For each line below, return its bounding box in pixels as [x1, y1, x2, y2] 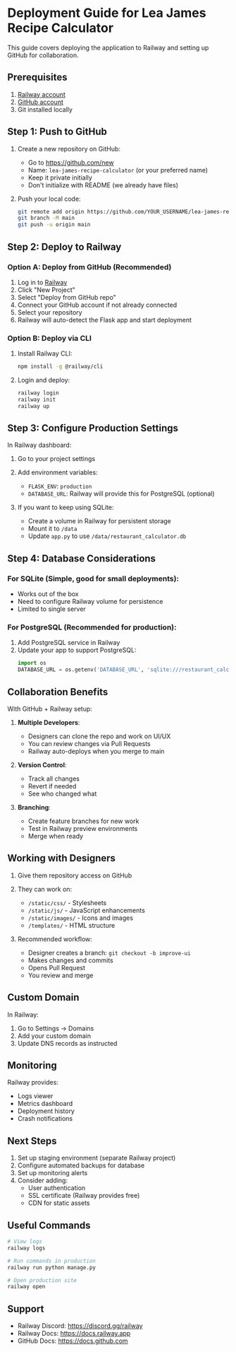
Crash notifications [17, 1114, 73, 1123]
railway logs [7, 1245, 46, 1252]
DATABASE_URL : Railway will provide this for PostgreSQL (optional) [27, 489, 215, 498]
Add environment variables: [17, 468, 98, 477]
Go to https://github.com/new [27, 158, 114, 167]
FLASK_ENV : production [27, 482, 92, 491]
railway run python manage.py [7, 1264, 97, 1271]
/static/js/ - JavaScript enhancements [27, 906, 146, 914]
